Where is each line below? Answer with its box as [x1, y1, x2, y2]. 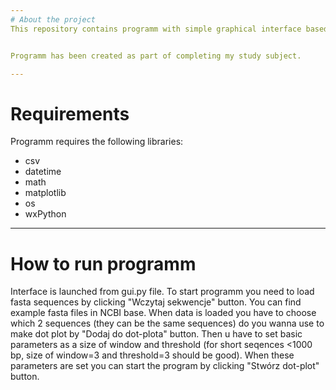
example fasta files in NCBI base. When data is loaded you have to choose [10, 307, 317, 319]
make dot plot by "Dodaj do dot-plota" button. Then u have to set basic [10, 328, 303, 340]
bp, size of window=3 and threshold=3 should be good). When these [10, 349, 295, 361]
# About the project [10, 14, 97, 25]
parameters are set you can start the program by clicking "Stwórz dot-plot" [10, 360, 320, 372]
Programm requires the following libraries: [10, 136, 184, 148]
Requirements [10, 102, 130, 125]
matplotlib [24, 187, 67, 199]
